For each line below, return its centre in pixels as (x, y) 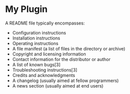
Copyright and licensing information (49, 54)
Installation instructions (36, 38)
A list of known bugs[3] (36, 64)
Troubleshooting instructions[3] (45, 70)
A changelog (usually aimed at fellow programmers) (65, 80)
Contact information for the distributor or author (61, 59)
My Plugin (26, 9)
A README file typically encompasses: (45, 23)
